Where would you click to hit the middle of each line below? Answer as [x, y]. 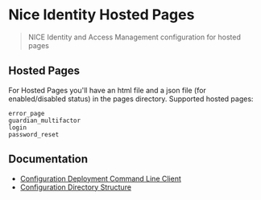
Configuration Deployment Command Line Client [100, 178]
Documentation [48, 159]
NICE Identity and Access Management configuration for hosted [135, 37]
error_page [27, 113]
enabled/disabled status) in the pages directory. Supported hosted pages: [131, 99]
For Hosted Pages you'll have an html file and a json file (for [108, 90]
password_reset [34, 134]
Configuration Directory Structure [75, 187]
